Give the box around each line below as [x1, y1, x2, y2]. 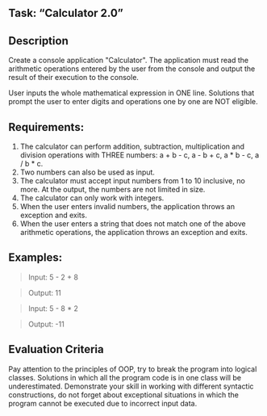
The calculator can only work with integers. [19, 193, 165, 203]
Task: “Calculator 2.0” [8, 6, 123, 20]
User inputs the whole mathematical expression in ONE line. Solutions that [8, 88, 255, 98]
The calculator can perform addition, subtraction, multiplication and [19, 141, 244, 152]
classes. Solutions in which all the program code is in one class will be [8, 372, 242, 382]
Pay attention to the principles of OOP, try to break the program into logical [8, 363, 257, 374]
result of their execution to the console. [8, 73, 140, 82]
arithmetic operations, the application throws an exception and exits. [19, 228, 248, 237]
